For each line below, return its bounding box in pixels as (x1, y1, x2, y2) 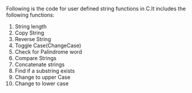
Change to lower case (14, 80, 69, 87)
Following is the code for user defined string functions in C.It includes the (6, 5, 186, 12)
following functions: (6, 11, 55, 18)
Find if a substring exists (14, 67, 75, 74)
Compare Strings (14, 55, 56, 61)
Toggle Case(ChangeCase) (14, 42, 81, 49)
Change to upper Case (14, 74, 71, 80)
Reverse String (14, 36, 52, 42)
